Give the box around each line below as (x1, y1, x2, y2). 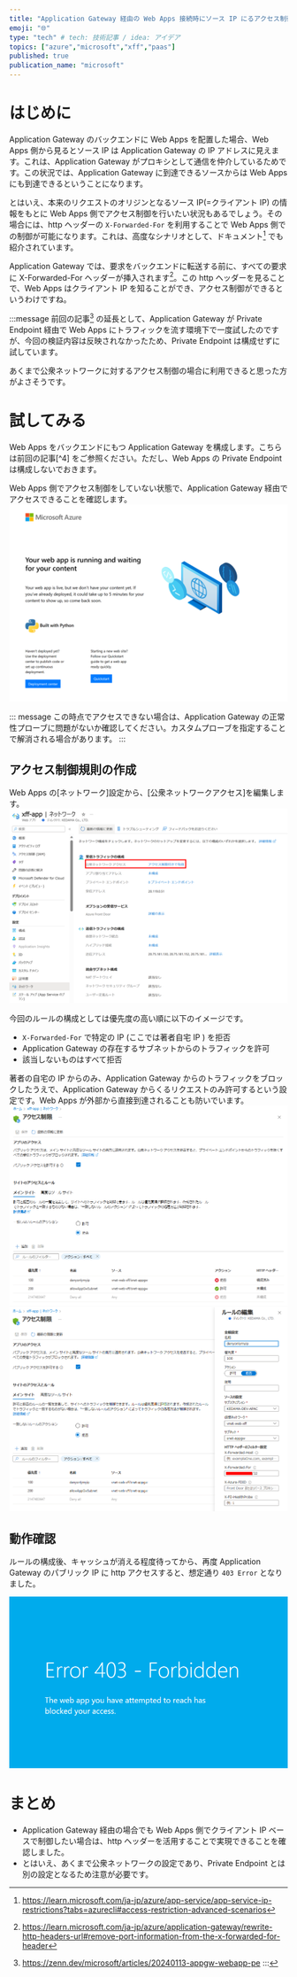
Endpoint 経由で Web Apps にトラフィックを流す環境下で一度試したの (9, 324, 263, 335)
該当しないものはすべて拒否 (21, 1054, 123, 1065)
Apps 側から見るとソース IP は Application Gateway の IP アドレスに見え (9, 144, 272, 155)
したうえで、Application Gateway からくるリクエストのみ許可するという (16, 1084, 280, 1095)
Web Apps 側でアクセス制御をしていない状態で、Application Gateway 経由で (9, 483, 288, 493)
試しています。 (9, 346, 64, 357)
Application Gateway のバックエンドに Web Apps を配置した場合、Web (9, 134, 270, 144)
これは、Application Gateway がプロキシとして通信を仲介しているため (23, 156, 279, 167)
